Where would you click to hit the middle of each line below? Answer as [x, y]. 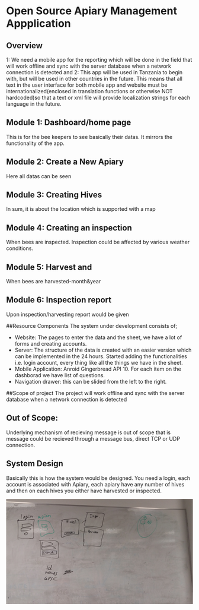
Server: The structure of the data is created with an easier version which [103, 350]
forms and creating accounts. [51, 343]
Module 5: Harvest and [49, 267]
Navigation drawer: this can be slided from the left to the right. [91, 381]
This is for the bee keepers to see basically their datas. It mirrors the [89, 137]
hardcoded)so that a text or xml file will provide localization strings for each [98, 97]
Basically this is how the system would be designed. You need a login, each [98, 478]
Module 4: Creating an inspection [69, 228]
